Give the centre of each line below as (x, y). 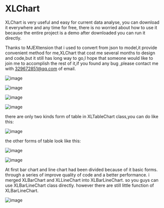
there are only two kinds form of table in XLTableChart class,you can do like (82, 116)
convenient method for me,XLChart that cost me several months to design (80, 53)
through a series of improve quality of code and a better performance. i (77, 175)
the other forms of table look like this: (43, 141)
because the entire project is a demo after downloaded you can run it (75, 33)
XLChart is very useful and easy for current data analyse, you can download (82, 22)
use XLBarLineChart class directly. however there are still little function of (80, 185)
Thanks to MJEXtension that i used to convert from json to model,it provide (81, 47)
